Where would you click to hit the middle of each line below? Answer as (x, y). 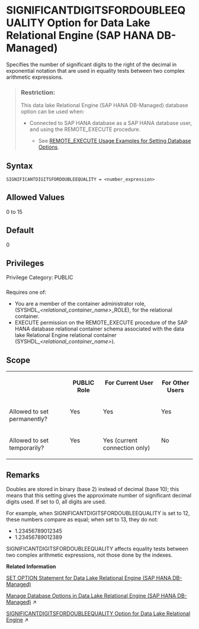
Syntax (20, 166)
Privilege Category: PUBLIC (40, 277)
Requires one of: (26, 292)
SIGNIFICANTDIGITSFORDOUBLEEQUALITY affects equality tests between (97, 549)
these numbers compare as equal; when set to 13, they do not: (82, 519)
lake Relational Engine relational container (66, 335)
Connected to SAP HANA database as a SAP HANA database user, (111, 123)
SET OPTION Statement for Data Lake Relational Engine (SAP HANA (89, 578)
